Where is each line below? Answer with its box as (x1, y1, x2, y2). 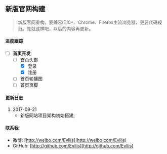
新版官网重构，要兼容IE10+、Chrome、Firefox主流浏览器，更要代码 (17, 19, 158, 25)
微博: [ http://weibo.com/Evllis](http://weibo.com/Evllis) (12, 137, 127, 143)
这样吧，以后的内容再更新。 (35, 25, 94, 31)
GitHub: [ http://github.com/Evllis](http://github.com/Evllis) (12, 142, 134, 148)
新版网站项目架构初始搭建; (20, 112, 75, 118)
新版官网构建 (5, 5, 46, 14)
